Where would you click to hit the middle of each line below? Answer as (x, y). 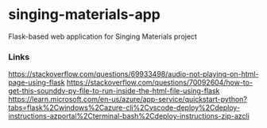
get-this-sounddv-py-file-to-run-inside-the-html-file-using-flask (114, 91)
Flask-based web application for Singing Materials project (103, 36)
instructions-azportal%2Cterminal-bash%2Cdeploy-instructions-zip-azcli (129, 116)
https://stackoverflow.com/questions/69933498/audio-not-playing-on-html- (133, 74)
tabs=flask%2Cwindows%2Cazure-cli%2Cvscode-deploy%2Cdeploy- (124, 107)
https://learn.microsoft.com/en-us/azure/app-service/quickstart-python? (128, 100)
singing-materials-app (84, 15)
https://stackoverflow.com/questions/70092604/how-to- (159, 83)
